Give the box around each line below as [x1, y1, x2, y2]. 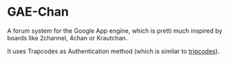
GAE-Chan [7, 4, 69, 20]
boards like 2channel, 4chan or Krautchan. [7, 33, 128, 42]
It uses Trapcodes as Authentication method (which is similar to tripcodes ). [7, 47, 220, 55]
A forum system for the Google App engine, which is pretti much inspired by [7, 27, 223, 35]
